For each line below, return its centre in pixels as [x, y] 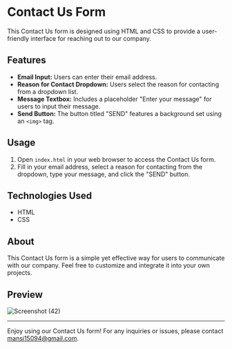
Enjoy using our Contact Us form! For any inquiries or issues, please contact [115, 331]
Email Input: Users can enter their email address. [87, 77]
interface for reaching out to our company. [91, 38]
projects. [20, 273]
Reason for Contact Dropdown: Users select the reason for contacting [118, 84]
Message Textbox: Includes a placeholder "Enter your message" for [114, 99]
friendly [18, 38]
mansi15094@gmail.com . [43, 338]
